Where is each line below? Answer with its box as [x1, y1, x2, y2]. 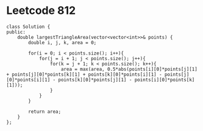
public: [6, 29, 26, 35]
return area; [28, 109, 62, 115]
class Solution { [6, 24, 51, 30]
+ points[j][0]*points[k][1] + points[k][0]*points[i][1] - [6, 71, 163, 78]
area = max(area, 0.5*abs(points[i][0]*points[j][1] [60, 66, 198, 72]
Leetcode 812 [6, 4, 76, 18]
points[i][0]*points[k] [134, 76, 195, 82]
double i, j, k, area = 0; [28, 39, 97, 45]
